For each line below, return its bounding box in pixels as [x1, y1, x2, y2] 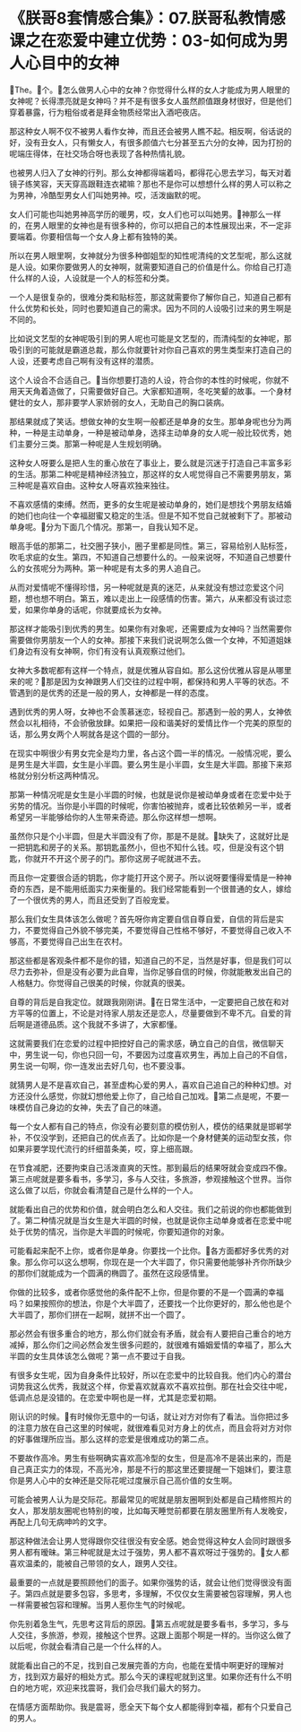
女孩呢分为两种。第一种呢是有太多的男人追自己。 [24, 562, 206, 574]
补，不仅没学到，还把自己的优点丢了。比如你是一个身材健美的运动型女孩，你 [9, 1131, 292, 1143]
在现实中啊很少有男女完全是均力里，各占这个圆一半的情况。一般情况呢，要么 [9, 748, 292, 758]
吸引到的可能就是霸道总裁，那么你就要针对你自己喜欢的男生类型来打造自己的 [9, 344, 292, 355]
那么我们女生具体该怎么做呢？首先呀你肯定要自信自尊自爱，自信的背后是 [9, 914, 276, 924]
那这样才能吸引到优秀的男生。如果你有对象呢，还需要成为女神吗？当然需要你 [9, 623, 292, 634]
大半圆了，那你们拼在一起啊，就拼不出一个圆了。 [9, 1309, 190, 1320]
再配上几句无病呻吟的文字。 [9, 1516, 112, 1527]
